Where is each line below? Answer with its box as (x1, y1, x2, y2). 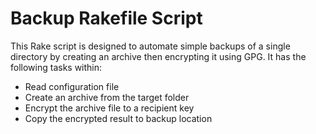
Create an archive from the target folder (24, 91, 190, 103)
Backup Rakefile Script (10, 7, 203, 30)
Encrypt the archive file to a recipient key (24, 102, 195, 114)
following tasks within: (10, 61, 103, 73)
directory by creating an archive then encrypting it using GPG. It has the (10, 50, 307, 62)
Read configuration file (24, 80, 120, 92)
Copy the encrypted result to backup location (24, 112, 213, 124)
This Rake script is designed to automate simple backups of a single (10, 40, 291, 52)
